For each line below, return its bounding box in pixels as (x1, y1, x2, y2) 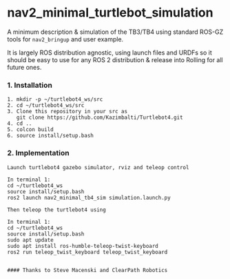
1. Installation (7, 80, 53, 90)
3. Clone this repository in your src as (7, 108, 128, 115)
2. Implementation (7, 148, 70, 158)
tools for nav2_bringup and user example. (7, 35, 124, 43)
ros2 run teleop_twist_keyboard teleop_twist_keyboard (7, 249, 168, 256)
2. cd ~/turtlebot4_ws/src (7, 102, 85, 109)
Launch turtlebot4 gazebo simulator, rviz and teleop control (7, 164, 189, 171)
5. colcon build (7, 126, 54, 133)
